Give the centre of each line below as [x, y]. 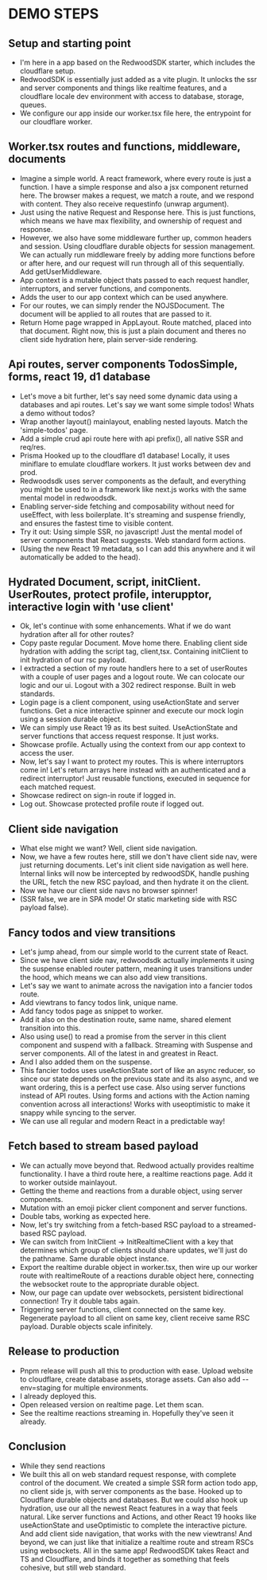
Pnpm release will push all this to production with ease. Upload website [136, 1370]
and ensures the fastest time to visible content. [97, 523]
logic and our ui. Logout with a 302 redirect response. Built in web [128, 686]
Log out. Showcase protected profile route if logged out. [112, 804]
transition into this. [50, 1028]
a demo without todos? [57, 413]
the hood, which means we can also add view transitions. [114, 977]
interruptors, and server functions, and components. [106, 289]
